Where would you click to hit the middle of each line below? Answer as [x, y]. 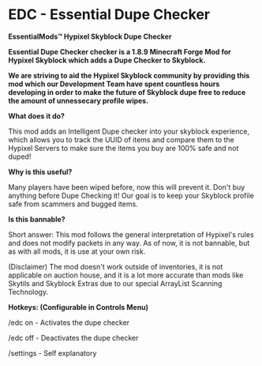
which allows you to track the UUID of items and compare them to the [121, 139]
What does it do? [37, 115]
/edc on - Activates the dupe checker [69, 323]
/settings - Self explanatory [52, 353]
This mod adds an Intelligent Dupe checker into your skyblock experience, [129, 131]
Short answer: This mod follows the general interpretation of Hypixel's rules [131, 234]
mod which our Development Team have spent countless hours [114, 84]
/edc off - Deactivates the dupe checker [73, 338]
